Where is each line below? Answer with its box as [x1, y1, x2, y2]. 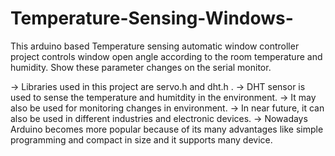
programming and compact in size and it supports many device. [10, 133, 273, 146]
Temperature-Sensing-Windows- [10, 7, 294, 30]
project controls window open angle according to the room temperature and [10, 50, 323, 62]
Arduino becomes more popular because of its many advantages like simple [10, 123, 324, 135]
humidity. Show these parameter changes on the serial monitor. [10, 61, 272, 73]
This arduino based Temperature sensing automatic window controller [10, 40, 300, 52]
